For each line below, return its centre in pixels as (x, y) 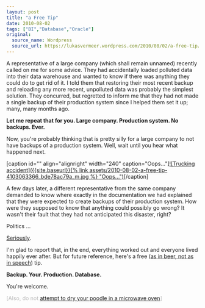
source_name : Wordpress (42, 40)
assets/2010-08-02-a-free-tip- (128, 170)
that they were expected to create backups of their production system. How (102, 201)
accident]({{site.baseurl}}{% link (47, 170)
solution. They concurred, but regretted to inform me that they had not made (103, 96)
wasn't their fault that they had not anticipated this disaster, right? (89, 214)
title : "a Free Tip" (33, 18)
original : (19, 35)
